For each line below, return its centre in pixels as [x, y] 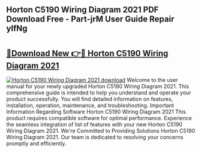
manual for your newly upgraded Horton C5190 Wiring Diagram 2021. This [98, 86]
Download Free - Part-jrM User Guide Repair [90, 19]
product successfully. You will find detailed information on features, [90, 99]
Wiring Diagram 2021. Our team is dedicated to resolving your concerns [95, 137]
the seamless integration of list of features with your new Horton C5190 [94, 124]
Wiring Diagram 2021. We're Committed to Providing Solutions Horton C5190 [101, 131]
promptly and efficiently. [36, 143]
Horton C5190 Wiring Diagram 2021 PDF [82, 10]
